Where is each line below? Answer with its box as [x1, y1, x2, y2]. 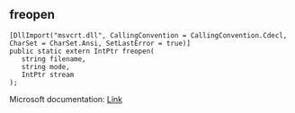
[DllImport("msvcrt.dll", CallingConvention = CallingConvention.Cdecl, [9, 30, 288, 39]
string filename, [21, 54, 87, 64]
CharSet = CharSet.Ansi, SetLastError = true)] [9, 39, 192, 48]
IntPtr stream [21, 70, 75, 79]
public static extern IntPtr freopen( [9, 47, 155, 56]
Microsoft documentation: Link [9, 93, 123, 104]
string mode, [21, 62, 70, 71]
